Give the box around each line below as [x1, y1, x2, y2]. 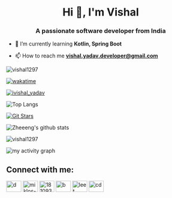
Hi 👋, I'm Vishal [62, 5, 139, 19]
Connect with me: [6, 165, 74, 175]
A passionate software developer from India [35, 27, 166, 35]
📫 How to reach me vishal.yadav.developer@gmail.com [14, 52, 158, 59]
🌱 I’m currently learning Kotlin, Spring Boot [14, 40, 122, 47]
